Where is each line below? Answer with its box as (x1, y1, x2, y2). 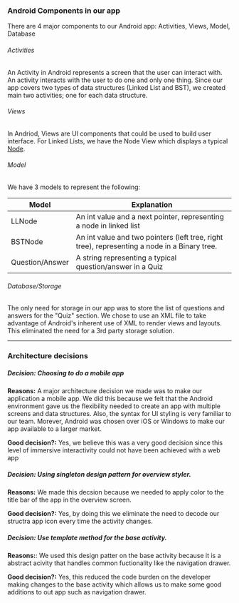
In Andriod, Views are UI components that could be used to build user (7, 129, 212, 138)
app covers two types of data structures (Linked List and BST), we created (7, 83, 226, 91)
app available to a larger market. (7, 425, 102, 433)
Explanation (131, 199, 173, 209)
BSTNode (11, 236, 43, 246)
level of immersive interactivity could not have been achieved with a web (7, 446, 221, 455)
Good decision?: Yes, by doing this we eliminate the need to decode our (7, 509, 220, 517)
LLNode (11, 216, 38, 226)
